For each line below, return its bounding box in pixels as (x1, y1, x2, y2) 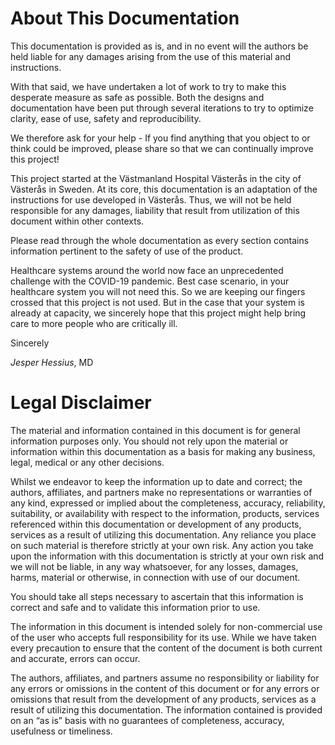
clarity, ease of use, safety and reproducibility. (10, 112, 202, 124)
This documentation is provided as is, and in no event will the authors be (10, 40, 309, 52)
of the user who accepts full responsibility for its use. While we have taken (10, 631, 317, 643)
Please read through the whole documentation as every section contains (10, 234, 310, 246)
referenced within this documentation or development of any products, (10, 518, 302, 530)
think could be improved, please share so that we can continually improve (10, 142, 314, 154)
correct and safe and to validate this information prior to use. (10, 601, 261, 613)
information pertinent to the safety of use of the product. (10, 245, 244, 257)
